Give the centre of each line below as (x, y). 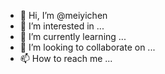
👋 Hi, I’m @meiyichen (63, 15)
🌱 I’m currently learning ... (73, 36)
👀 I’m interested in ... (62, 26)
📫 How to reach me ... (66, 58)
